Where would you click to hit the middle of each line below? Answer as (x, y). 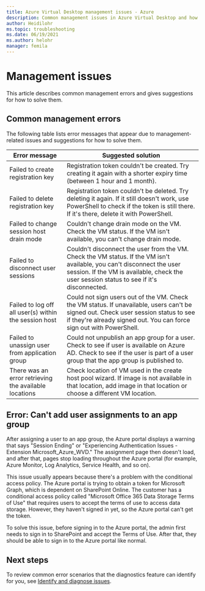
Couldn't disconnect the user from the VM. (128, 249)
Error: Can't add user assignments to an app (92, 415)
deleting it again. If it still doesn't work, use (128, 198)
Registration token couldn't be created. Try (128, 166)
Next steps (27, 560)
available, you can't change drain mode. (124, 239)
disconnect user (33, 268)
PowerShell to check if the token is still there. (131, 206)
